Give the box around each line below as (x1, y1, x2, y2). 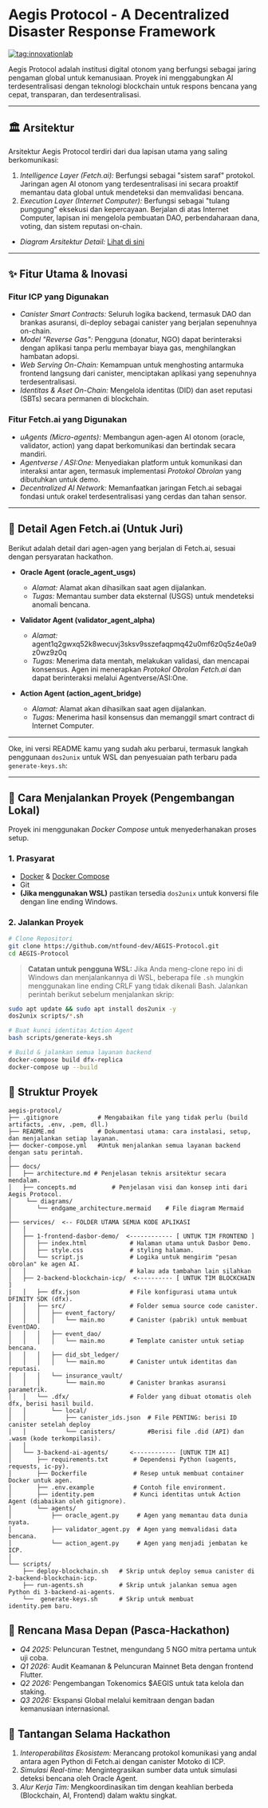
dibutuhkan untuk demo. (19, 475, 100, 484)
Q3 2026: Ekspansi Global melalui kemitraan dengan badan (19, 1696, 215, 1705)
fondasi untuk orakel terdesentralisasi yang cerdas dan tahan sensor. (19, 491, 247, 501)
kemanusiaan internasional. (19, 1704, 110, 1714)
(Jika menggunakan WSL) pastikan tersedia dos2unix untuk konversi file (19, 888, 259, 898)
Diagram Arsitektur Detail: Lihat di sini (19, 237, 145, 246)
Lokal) (8, 803, 41, 817)
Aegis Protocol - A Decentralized (8, 6, 230, 24)
